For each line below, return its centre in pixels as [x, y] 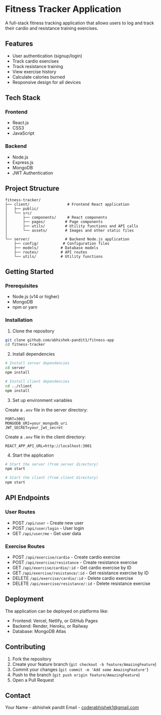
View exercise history [34, 72]
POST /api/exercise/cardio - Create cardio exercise [66, 557]
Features [19, 44]
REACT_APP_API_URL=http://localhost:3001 [49, 446]
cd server [15, 368]
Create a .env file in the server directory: [47, 410]
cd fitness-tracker [25, 345]
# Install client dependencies [37, 381]
